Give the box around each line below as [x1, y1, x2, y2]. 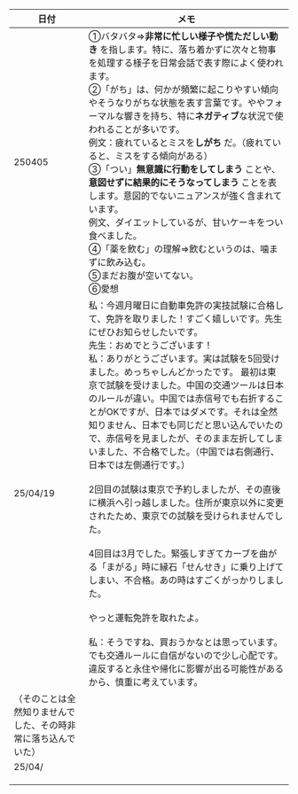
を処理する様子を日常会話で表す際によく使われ [88, 57, 284, 69]
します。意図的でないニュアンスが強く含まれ [88, 190, 273, 202]
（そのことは [13, 693, 68, 704]
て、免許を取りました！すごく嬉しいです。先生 [88, 313, 283, 324]
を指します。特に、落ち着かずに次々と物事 [99, 43, 277, 56]
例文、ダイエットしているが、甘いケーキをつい [88, 216, 284, 229]
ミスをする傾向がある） [114, 150, 213, 162]
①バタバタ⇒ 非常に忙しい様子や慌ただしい [88, 30, 270, 43]
